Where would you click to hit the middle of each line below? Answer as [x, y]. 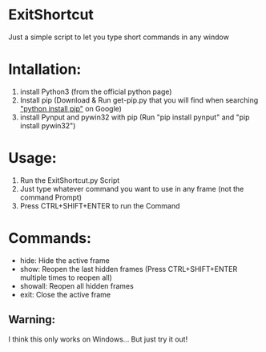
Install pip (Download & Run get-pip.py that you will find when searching [139, 100]
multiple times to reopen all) [66, 277]
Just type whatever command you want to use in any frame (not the [132, 188]
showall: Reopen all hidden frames [77, 285]
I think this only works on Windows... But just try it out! [98, 339]
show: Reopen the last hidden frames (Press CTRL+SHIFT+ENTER [129, 269]
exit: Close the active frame [65, 294]
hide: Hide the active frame [64, 260]
